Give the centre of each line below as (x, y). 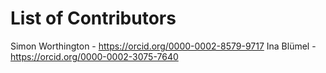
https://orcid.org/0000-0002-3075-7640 (94, 56)
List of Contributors (93, 18)
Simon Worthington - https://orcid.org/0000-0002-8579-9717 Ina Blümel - (163, 46)
